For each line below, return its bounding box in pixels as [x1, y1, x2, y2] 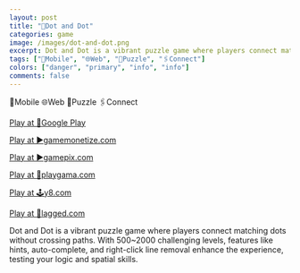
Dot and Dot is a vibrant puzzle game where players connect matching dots [9, 225, 287, 235]
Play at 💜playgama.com [9, 169, 96, 180]
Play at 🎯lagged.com [9, 208, 86, 218]
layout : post [9, 13, 58, 22]
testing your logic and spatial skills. [9, 253, 138, 264]
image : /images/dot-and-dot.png [9, 38, 129, 47]
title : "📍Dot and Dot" [9, 21, 94, 30]
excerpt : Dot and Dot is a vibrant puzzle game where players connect [9, 47, 278, 55]
